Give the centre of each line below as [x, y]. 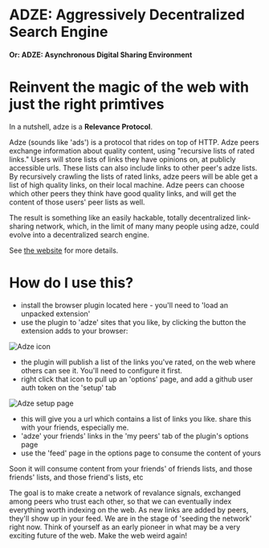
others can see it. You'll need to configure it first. [102, 370]
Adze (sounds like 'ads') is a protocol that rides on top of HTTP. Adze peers [134, 142]
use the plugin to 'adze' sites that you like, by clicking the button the [133, 322]
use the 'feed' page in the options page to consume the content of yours [141, 453]
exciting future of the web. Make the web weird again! [98, 535]
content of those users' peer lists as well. [77, 202]
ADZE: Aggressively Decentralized [127, 15]
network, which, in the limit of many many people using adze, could [147, 226]
